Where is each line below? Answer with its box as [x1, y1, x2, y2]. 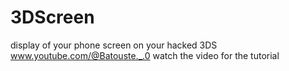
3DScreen [10, 6, 95, 29]
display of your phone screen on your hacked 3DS [10, 39, 218, 51]
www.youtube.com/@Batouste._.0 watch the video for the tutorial [10, 49, 280, 61]
